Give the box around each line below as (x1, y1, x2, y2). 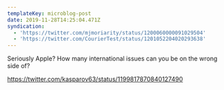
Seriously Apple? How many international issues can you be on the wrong (7, 54, 218, 63)
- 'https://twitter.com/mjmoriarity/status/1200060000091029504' (13, 29, 207, 36)
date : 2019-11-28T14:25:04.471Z (7, 16, 101, 23)
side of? (7, 62, 31, 70)
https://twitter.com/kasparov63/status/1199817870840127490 (7, 75, 184, 83)
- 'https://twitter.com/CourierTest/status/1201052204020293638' (13, 36, 207, 43)
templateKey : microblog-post (7, 10, 92, 17)
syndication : (7, 23, 45, 30)
